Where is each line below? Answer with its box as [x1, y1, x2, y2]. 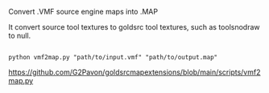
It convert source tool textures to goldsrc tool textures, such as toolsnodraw [8, 22, 260, 31]
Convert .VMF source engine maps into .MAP [8, 7, 159, 16]
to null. [8, 31, 31, 40]
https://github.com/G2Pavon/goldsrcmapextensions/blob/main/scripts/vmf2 [8, 67, 261, 77]
